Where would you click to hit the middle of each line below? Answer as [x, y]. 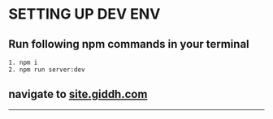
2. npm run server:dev [47, 70]
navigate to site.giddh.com [78, 94]
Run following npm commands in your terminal [129, 44]
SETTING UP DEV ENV [84, 14]
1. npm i [23, 62]
